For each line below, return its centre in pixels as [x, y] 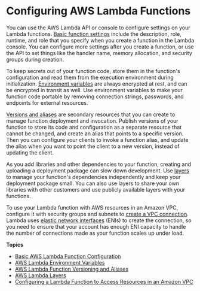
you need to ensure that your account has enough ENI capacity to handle [96, 226]
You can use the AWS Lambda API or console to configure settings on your [98, 28]
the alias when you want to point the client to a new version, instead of [93, 146]
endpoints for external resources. [47, 102]
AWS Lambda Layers [41, 275]
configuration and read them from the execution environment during [90, 77]
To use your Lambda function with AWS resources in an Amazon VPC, [92, 207]
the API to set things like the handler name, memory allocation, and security [99, 53]
